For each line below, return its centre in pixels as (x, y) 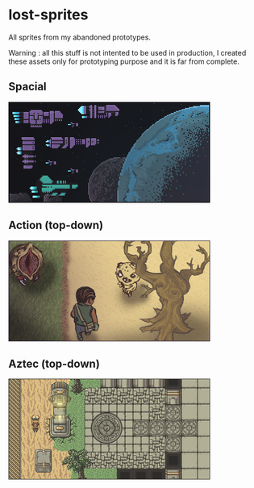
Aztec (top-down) (54, 363)
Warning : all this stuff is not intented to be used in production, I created (127, 52)
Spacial (27, 87)
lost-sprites (48, 15)
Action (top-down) (56, 225)
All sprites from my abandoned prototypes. (80, 37)
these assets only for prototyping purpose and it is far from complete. (124, 61)
